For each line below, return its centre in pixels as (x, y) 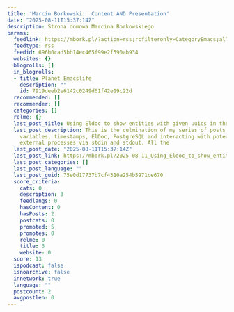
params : (18, 33)
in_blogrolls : (34, 72)
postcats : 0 (37, 220)
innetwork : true (37, 279)
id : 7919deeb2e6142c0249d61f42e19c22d (76, 91)
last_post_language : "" (48, 169)
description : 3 (42, 195)
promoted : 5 (37, 227)
